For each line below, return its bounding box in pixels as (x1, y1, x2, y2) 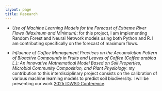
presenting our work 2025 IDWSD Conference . (12, 80, 106, 86)
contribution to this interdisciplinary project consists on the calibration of (12, 70, 158, 76)
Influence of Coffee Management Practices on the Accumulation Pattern (12, 49, 158, 56)
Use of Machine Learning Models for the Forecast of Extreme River (12, 25, 146, 30)
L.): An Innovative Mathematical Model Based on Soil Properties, (12, 60, 142, 66)
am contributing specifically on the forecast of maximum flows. (12, 40, 139, 46)
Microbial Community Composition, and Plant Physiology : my (12, 65, 135, 71)
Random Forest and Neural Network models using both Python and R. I (12, 35, 154, 41)
